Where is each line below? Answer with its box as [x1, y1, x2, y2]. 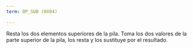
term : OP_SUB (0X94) [6, 8, 58, 15]
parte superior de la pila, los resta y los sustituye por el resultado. [6, 36, 168, 43]
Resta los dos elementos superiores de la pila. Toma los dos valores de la [6, 30, 187, 37]
